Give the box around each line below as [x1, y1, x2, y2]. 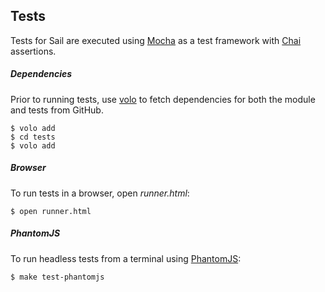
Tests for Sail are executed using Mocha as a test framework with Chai [10, 34, 302, 46]
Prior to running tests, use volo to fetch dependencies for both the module [10, 93, 316, 105]
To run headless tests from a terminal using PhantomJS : [10, 252, 242, 264]
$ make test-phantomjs [10, 272, 105, 282]
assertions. [10, 45, 57, 57]
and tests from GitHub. [10, 104, 104, 116]
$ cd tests [10, 132, 56, 142]
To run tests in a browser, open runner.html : [10, 187, 190, 199]
